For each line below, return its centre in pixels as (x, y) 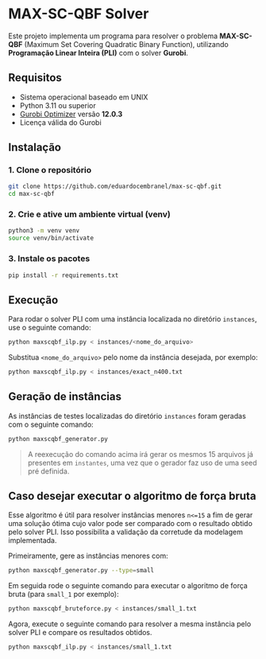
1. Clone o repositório (50, 170)
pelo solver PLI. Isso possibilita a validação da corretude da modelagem (126, 532)
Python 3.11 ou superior (58, 105)
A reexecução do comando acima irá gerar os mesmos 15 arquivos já (141, 454)
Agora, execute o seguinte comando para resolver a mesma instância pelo (130, 624)
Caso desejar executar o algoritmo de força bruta (132, 496)
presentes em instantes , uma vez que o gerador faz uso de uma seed (142, 462)
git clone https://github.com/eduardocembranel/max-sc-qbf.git (115, 187)
